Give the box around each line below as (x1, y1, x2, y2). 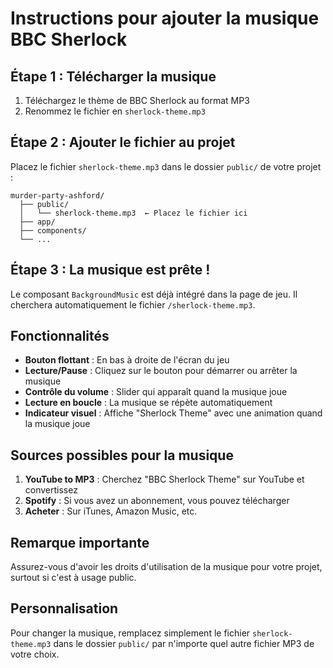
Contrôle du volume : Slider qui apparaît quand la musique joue (24, 386, 288, 398)
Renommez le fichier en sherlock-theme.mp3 (24, 105, 206, 117)
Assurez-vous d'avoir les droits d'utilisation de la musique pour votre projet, (10, 561, 323, 573)
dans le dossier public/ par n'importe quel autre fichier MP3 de (53, 637, 315, 649)
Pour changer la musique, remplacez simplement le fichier (10, 627, 251, 639)
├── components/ (19, 225, 87, 236)
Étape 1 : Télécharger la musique (10, 68, 217, 85)
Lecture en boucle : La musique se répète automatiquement (24, 397, 273, 409)
